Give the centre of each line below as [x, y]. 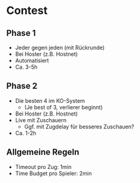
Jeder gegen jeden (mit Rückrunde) [60, 47]
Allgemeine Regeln [43, 152]
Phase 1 [21, 33]
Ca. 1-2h [26, 133]
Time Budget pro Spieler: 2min [54, 173]
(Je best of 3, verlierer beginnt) [63, 107]
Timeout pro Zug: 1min [43, 167]
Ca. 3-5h [26, 67]
